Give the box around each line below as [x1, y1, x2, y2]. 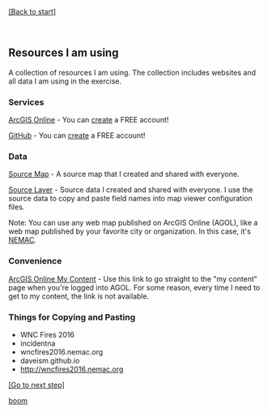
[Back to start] [8, 7, 57, 16]
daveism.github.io [19, 356, 80, 365]
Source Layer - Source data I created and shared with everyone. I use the [8, 185, 253, 195]
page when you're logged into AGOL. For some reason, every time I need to [8, 282, 261, 292]
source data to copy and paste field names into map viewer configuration [8, 194, 253, 204]
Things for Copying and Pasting [8, 312, 136, 323]
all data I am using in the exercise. [8, 76, 121, 86]
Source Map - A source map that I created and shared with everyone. [8, 170, 240, 179]
